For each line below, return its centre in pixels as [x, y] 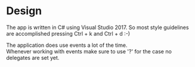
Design [24, 11]
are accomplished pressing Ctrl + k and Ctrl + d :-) [68, 33]
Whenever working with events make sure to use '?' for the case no [89, 51]
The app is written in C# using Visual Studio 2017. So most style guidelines [97, 27]
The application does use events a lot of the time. [67, 45]
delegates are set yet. [33, 58]
